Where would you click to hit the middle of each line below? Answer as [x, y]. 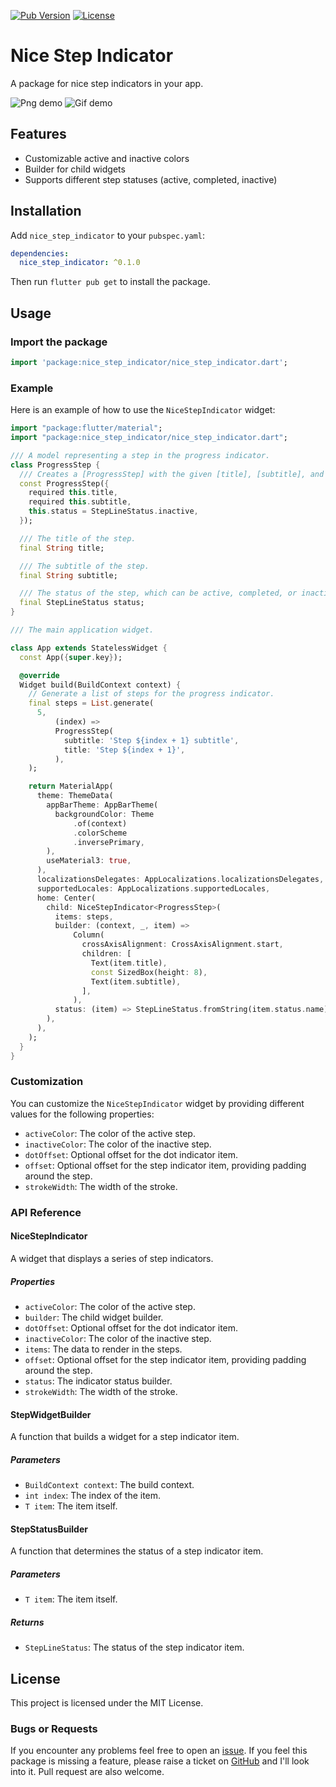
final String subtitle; [68, 575]
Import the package [59, 342]
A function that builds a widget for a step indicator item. [125, 1437]
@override [39, 675]
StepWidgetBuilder [51, 1414]
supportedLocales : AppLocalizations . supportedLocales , [153, 888]
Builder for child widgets [75, 169]
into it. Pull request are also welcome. [87, 1772]
